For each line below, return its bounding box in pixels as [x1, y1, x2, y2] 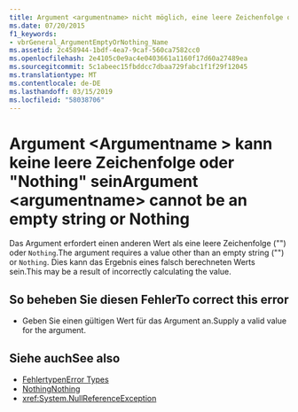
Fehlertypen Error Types [21, 374, 109, 385]
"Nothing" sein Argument [9, 171, 199, 191]
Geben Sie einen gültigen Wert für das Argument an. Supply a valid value [21, 315, 286, 326]
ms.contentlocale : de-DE [9, 79, 101, 88]
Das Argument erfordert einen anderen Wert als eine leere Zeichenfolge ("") [9, 238, 286, 249]
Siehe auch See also [9, 351, 121, 366]
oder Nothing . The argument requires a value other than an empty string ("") [9, 247, 285, 258]
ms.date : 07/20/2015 [9, 21, 86, 30]
